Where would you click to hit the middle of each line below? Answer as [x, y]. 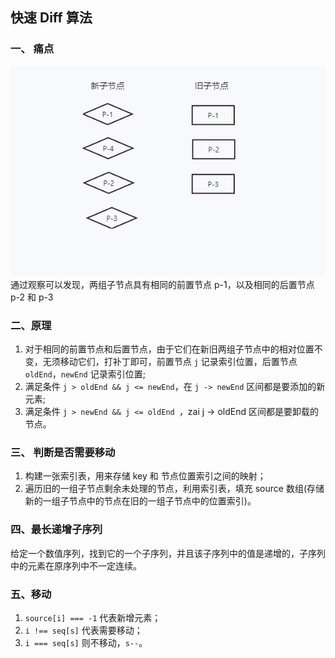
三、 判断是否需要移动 [63, 452]
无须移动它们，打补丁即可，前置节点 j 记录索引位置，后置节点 [170, 361]
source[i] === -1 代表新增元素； [93, 617]
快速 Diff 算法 [51, 18]
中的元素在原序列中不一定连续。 [76, 565]
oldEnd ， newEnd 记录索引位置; [85, 374]
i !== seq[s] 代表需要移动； [83, 630]
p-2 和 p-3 [32, 297]
